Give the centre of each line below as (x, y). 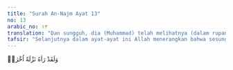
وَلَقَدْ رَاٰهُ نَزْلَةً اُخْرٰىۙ (33, 59)
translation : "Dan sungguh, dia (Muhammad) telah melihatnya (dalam (108, 33)
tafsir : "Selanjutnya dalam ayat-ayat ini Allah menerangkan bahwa (107, 40)
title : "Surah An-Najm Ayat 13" (54, 14)
